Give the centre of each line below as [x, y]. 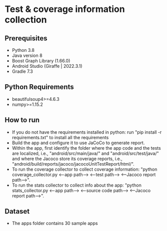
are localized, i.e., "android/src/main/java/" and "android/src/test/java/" [85, 153]
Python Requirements [39, 87]
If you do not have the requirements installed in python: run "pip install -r [87, 132]
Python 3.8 [23, 50]
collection [26, 20]
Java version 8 [27, 55]
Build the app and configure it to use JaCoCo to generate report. [78, 143]
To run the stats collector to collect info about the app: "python [77, 185]
